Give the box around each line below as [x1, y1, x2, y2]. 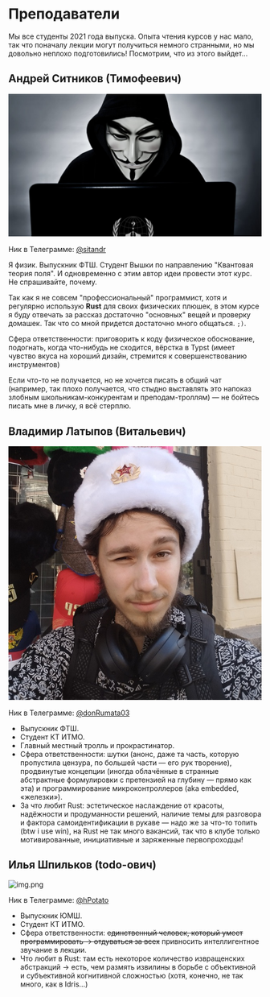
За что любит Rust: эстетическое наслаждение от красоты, [19, 800, 225, 810]
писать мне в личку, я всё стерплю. [8, 401, 132, 411]
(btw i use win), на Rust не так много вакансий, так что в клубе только [19, 826, 260, 836]
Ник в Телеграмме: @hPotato [8, 895, 109, 904]
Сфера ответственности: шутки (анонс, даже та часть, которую [19, 750, 239, 759]
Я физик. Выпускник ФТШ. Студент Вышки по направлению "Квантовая [8, 260, 255, 270]
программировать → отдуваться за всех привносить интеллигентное [19, 936, 260, 946]
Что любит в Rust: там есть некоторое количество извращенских [19, 954, 245, 963]
